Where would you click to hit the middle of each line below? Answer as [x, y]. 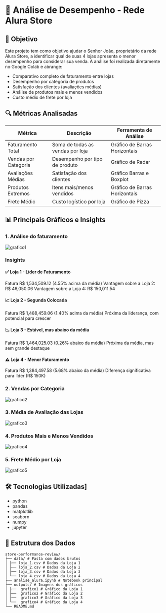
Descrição [79, 133]
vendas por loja [70, 151]
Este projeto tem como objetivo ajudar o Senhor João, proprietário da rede [81, 51]
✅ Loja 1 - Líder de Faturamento [38, 272]
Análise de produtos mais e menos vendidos [57, 92]
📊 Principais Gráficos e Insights [56, 220]
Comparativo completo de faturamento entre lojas [63, 76]
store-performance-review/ [33, 554]
